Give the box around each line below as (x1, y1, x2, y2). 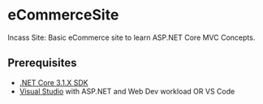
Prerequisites (7, 56, 77, 70)
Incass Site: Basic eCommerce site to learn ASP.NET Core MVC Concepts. (7, 32, 256, 42)
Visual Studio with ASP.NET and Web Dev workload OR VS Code (19, 86, 235, 96)
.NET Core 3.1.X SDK (19, 77, 88, 87)
